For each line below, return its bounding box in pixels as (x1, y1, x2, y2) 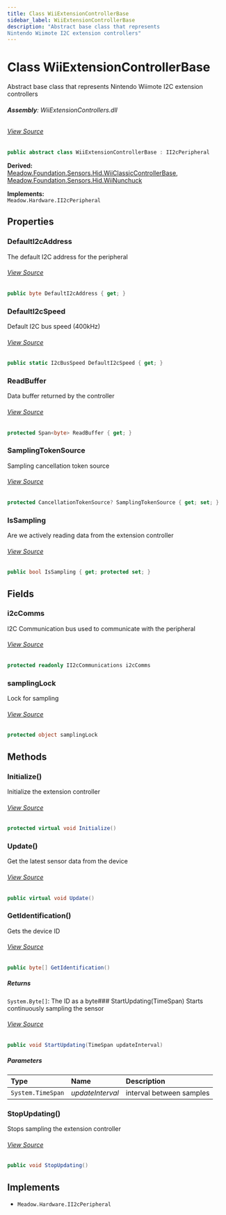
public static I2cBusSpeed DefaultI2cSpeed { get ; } (7, 359, 163, 367)
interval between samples (125, 1088, 210, 1098)
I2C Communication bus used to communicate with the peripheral (7, 624, 196, 633)
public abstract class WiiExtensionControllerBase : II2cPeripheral (7, 149, 210, 156)
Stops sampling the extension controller (7, 1125, 122, 1133)
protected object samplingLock (7, 731, 98, 739)
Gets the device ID (7, 927, 60, 935)
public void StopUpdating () (7, 1162, 89, 1169)
